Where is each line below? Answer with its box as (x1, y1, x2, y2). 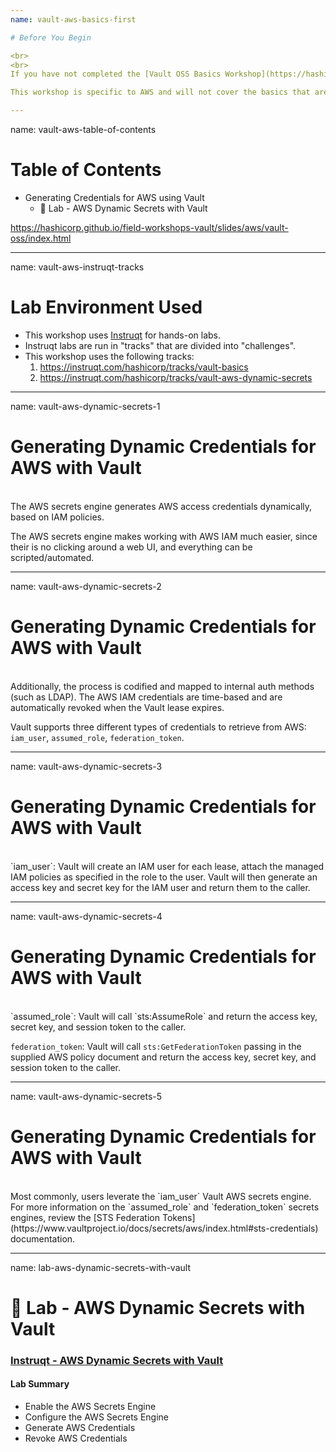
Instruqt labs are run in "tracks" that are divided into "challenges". (24, 339, 297, 351)
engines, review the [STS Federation (10, 1211, 161, 1223)
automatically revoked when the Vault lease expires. (10, 701, 225, 713)
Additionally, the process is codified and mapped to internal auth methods (10, 680, 315, 692)
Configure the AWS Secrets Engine (24, 1411, 170, 1423)
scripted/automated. (10, 551, 95, 563)
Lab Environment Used (10, 296, 203, 319)
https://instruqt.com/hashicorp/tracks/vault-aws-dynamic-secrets (39, 371, 313, 383)
